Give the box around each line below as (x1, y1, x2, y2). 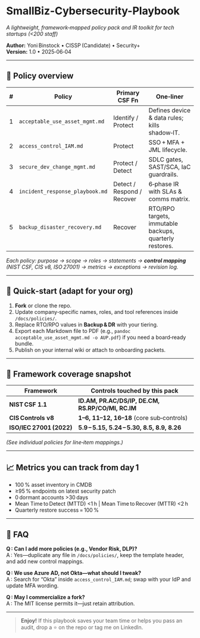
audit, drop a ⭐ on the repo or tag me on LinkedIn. (20, 624, 143, 631)
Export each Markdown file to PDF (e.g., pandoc (14, 327, 131, 334)
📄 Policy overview (6, 71, 74, 81)
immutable (148, 219, 179, 228)
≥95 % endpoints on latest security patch (14, 487, 116, 495)
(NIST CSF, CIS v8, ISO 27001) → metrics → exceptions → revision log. (6, 263, 179, 270)
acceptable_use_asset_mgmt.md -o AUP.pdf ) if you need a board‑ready (14, 334, 186, 341)
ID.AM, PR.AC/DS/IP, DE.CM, (78, 397, 160, 405)
